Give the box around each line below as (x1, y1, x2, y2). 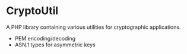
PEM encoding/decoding (14, 35, 76, 42)
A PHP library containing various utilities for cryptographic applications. (6, 23, 181, 31)
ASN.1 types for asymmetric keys (14, 41, 96, 48)
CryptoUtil (6, 4, 59, 18)
